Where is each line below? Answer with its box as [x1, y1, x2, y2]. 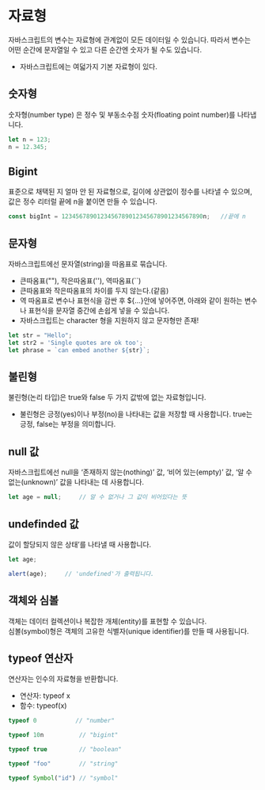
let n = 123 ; [8, 136, 51, 144]
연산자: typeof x [19, 691, 71, 700]
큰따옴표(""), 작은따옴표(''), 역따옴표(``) [19, 276, 142, 286]
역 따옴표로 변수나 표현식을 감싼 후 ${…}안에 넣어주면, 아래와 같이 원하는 [19, 296, 243, 305]
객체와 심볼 [8, 594, 59, 608]
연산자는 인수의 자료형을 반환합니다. [8, 674, 119, 684]
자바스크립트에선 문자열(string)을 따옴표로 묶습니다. [8, 259, 168, 268]
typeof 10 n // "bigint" [8, 731, 119, 739]
